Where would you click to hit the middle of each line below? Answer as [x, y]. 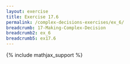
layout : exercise [27, 11]
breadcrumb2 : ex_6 [28, 33]
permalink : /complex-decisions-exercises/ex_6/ [65, 22]
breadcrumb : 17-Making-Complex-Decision [56, 28]
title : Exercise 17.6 [32, 17]
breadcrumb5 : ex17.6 [31, 38]
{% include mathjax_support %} [45, 55]
